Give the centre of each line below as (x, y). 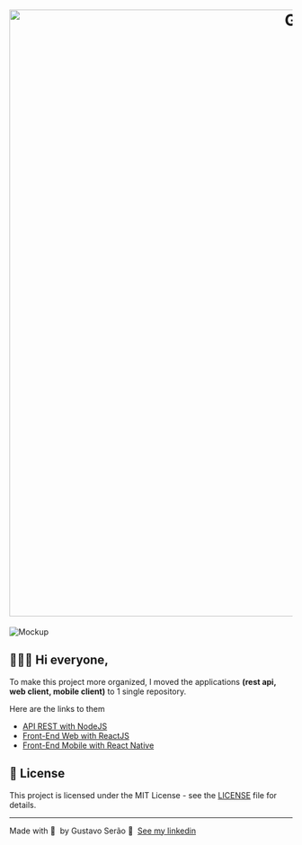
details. (23, 805)
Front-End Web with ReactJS (76, 735)
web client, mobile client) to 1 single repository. (98, 691)
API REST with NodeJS (65, 726)
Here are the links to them (57, 708)
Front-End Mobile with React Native (88, 745)
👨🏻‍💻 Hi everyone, (59, 660)
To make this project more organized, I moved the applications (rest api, (143, 681)
